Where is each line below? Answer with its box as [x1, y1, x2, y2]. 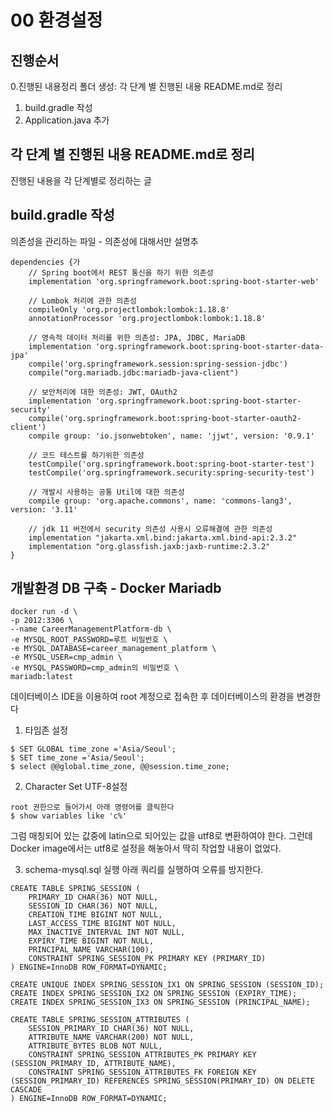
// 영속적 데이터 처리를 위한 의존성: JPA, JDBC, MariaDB [28, 332, 246, 343]
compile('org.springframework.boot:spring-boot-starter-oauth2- [28, 413, 302, 423]
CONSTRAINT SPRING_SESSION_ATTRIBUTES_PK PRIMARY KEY [28, 1050, 257, 1060]
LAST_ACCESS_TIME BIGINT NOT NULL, [28, 919, 177, 929]
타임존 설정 [24, 724, 69, 736]
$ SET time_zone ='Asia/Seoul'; [10, 753, 145, 763]
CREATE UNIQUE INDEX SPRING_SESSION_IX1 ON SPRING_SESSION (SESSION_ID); [10, 980, 325, 990]
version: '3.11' [10, 504, 78, 515]
